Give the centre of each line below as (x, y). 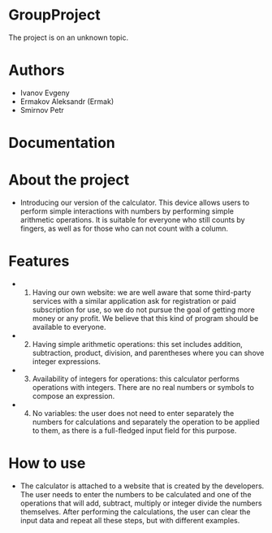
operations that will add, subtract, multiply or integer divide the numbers (141, 503)
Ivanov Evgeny (45, 93)
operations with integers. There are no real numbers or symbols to (143, 387)
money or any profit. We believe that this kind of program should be (145, 318)
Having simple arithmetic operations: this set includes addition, (138, 344)
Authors (37, 70)
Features (39, 261)
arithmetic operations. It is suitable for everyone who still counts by (132, 220)
